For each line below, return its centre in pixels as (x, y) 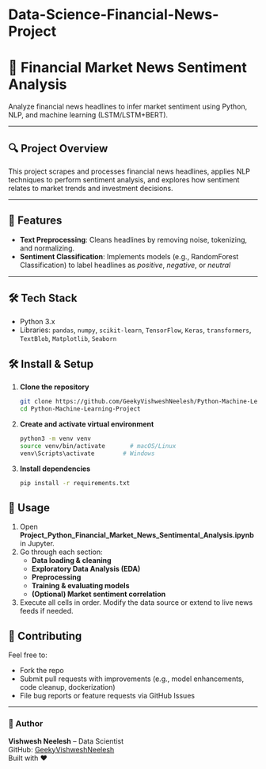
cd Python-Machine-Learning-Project (80, 409)
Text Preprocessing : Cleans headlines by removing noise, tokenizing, (133, 239)
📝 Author (26, 724)
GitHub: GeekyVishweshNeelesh (61, 749)
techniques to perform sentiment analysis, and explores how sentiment (124, 179)
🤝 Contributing (45, 636)
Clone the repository (54, 387)
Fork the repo (42, 671)
